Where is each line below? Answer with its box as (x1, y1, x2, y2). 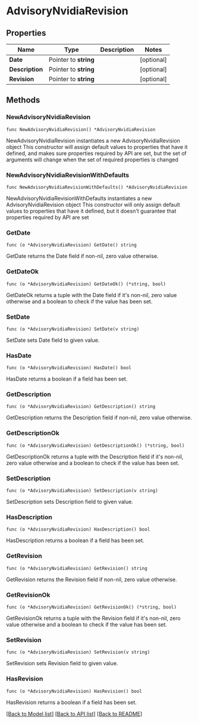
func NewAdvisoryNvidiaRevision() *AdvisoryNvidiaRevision (6, 126, 156, 132)
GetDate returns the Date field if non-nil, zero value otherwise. (6, 253, 159, 260)
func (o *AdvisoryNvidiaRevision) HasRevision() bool (6, 688, 143, 694)
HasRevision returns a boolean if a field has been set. (6, 699, 137, 706)
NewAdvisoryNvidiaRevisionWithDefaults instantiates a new (6, 195, 152, 202)
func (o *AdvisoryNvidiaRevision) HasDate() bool (6, 365, 132, 371)
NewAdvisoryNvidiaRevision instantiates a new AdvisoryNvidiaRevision (6, 137, 180, 144)
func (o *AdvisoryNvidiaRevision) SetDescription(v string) (6, 488, 159, 494)
